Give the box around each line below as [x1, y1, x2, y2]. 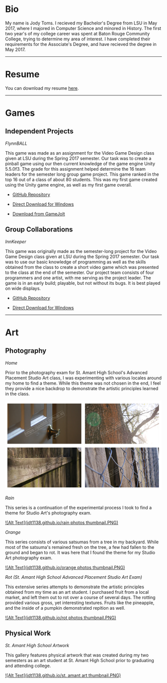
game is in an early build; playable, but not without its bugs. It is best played [5, 280, 161, 286]
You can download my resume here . [5, 85, 79, 91]
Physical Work [5, 629, 51, 638]
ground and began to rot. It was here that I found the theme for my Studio [5, 549, 156, 555]
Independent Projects [5, 127, 74, 136]
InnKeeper [5, 238, 26, 244]
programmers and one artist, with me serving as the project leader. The [5, 274, 152, 280]
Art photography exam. [5, 555, 53, 561]
